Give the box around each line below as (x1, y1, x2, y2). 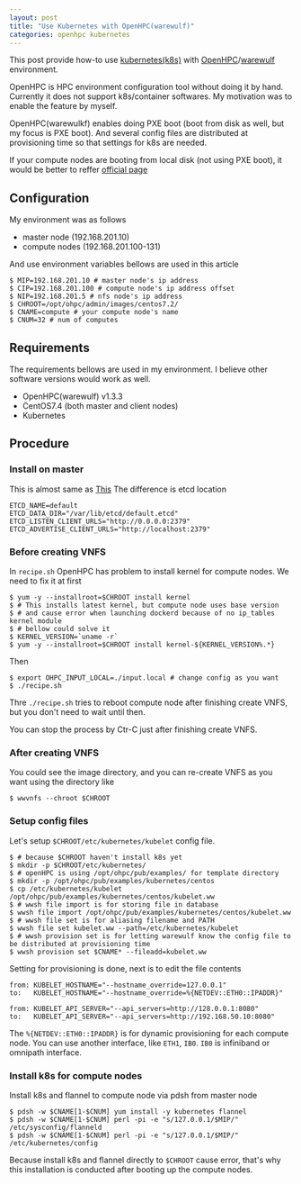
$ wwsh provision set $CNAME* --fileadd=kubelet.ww (9, 947, 207, 956)
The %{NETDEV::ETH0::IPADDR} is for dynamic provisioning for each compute (9, 1027, 289, 1038)
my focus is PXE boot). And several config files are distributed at (9, 128, 249, 139)
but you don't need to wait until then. (9, 706, 146, 717)
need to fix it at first (9, 575, 83, 586)
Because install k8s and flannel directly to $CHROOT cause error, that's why (9, 1154, 281, 1165)
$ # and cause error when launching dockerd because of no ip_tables (9, 609, 276, 618)
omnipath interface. (9, 1046, 83, 1058)
